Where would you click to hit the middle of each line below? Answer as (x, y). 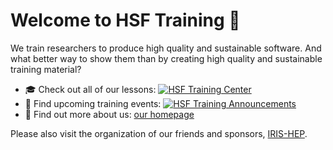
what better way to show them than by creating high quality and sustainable (166, 58)
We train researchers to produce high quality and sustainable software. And (166, 48)
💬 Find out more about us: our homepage (109, 114)
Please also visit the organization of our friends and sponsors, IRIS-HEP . (159, 133)
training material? (46, 69)
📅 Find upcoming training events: (93, 103)
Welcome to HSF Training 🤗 (125, 20)
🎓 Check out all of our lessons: (90, 89)
